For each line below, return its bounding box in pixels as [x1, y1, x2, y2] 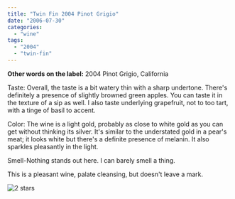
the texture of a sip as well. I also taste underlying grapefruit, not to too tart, [7, 98, 229, 107]
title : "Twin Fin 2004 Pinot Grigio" [7, 10, 119, 18]
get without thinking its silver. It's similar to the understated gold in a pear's [7, 127, 227, 136]
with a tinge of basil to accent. [7, 106, 96, 114]
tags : [7, 37, 23, 44]
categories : [7, 23, 43, 31]
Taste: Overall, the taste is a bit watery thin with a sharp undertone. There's [7, 83, 228, 92]
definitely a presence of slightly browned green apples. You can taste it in [7, 90, 223, 99]
